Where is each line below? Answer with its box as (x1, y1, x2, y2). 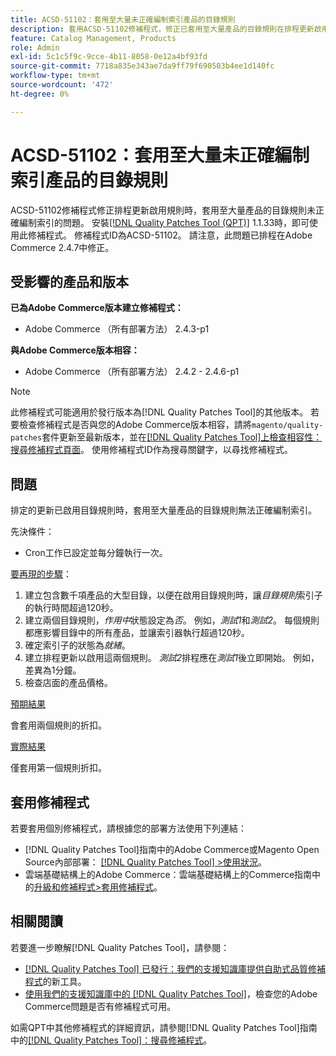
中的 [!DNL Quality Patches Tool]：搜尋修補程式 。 (10, 1034, 213, 1046)
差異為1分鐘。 (24, 664, 82, 676)
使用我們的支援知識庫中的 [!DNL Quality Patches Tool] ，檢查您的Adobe (24, 987, 318, 1000)
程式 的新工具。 (24, 975, 87, 987)
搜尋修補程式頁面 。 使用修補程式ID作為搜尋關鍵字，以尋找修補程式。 (10, 444, 293, 456)
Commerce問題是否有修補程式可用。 (24, 1000, 177, 1012)
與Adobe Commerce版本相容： (10, 344, 140, 356)
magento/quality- (251, 421, 324, 431)
